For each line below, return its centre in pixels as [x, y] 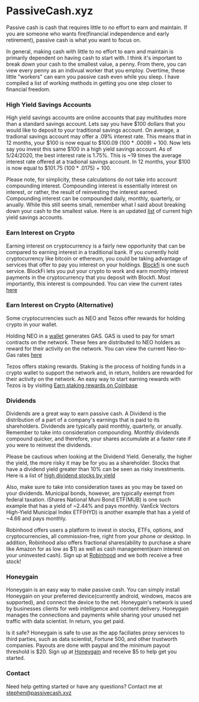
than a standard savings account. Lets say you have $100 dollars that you [96, 124]
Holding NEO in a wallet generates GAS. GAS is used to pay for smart [90, 336]
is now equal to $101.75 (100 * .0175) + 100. [59, 168]
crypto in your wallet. [32, 324]
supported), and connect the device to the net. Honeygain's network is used [99, 602]
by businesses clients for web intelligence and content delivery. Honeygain [97, 609]
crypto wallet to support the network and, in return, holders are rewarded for [99, 373]
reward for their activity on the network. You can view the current [86, 348]
